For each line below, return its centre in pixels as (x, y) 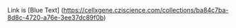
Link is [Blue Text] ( (35, 10)
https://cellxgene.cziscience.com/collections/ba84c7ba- (146, 10)
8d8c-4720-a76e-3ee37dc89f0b (56, 17)
